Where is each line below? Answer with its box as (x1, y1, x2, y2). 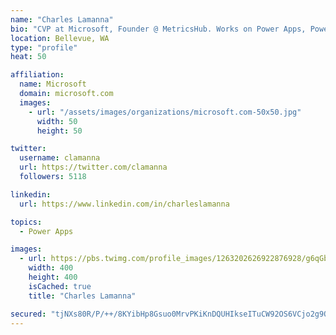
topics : (10, 217, 43, 227)
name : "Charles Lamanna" (10, 14, 114, 25)
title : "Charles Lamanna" (28, 291, 137, 301)
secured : (10, 309, 47, 319)
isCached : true (28, 281, 92, 291)
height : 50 (36, 126, 83, 136)
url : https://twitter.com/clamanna (19, 162, 168, 173)
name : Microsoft (19, 79, 87, 90)
